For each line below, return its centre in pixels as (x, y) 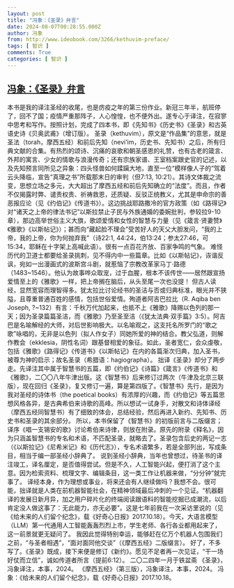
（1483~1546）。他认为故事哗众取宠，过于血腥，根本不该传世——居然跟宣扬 (116, 272)
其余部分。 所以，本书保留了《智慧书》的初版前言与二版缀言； (133, 420)
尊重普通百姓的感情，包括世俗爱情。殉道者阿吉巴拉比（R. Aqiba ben (123, 299)
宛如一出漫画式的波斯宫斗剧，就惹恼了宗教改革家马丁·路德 (103, 264)
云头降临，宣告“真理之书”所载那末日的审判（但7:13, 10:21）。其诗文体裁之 (111, 177)
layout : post (26, 14)
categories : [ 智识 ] (38, 59)
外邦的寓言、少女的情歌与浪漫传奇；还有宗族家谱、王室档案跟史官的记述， (114, 159)
